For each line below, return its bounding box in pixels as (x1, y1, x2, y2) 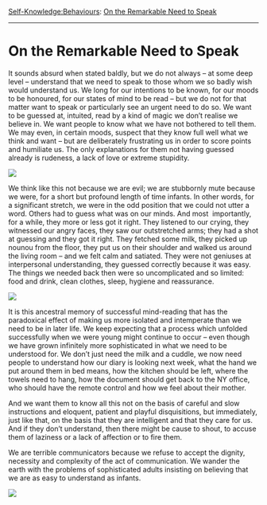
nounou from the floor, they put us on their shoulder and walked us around (8, 242, 253, 252)
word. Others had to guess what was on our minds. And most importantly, (8, 209, 252, 218)
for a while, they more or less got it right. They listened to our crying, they (8, 217, 250, 226)
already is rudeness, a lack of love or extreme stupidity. (8, 153, 190, 162)
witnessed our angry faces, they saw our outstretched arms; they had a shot (8, 225, 259, 235)
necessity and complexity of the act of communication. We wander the (8, 456, 240, 465)
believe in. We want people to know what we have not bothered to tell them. (8, 119, 257, 128)
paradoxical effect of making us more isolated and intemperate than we (8, 315, 242, 325)
